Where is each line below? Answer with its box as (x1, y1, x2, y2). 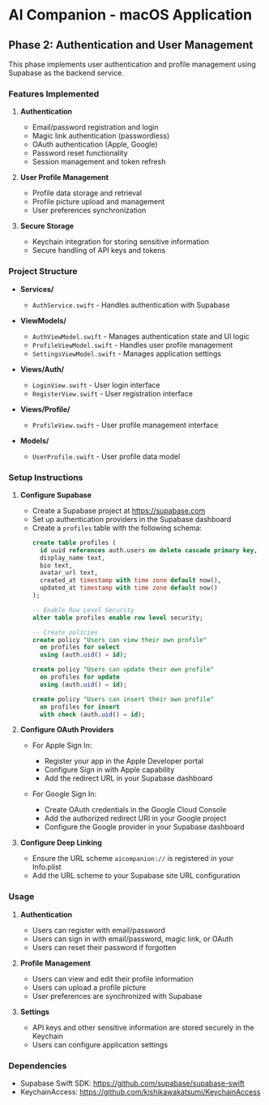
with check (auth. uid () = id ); (39, 710, 146, 718)
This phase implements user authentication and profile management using (8, 59, 257, 69)
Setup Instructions (8, 472, 83, 483)
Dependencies (8, 1060, 67, 1071)
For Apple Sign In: (32, 740, 92, 751)
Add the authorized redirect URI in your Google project (44, 813, 227, 824)
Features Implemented (8, 88, 100, 99)
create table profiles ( (32, 538, 117, 546)
